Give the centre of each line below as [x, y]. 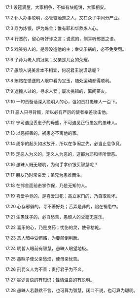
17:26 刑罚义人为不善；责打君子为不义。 [46, 269]
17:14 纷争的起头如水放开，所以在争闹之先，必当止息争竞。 [65, 144]
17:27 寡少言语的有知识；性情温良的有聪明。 [50, 280]
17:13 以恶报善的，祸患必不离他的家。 [43, 133]
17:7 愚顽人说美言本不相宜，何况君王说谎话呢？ [53, 70]
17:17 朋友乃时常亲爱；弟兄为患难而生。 [45, 175]
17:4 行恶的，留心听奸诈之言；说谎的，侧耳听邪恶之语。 [62, 39]
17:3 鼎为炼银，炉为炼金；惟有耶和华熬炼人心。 [53, 28]
